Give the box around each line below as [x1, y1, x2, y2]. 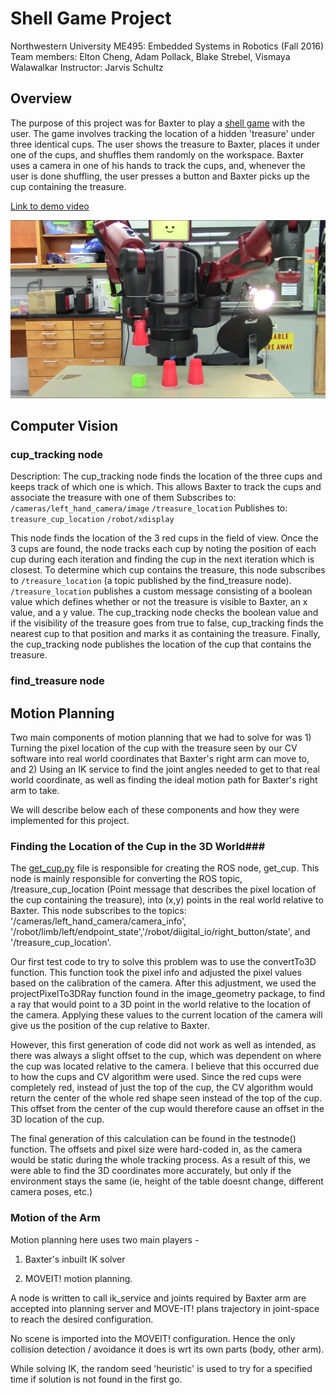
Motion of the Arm [10, 1211, 101, 1225]
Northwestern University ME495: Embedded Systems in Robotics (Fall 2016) [10, 40, 325, 52]
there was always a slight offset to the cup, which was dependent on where [10, 1050, 322, 1062]
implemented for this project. [10, 815, 130, 827]
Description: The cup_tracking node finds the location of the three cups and [10, 470, 323, 482]
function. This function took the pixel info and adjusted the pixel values [10, 967, 302, 979]
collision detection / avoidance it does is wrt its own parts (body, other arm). [10, 1343, 325, 1355]
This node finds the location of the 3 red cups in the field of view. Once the [10, 532, 319, 544]
